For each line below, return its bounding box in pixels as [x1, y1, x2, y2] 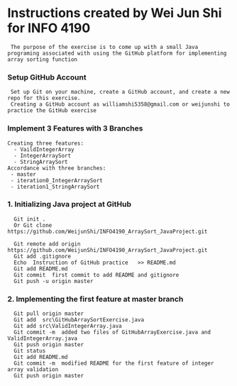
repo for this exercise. [7, 94, 81, 102]
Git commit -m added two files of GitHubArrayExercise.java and [13, 329, 211, 336]
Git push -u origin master [13, 277, 94, 285]
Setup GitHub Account [7, 72, 87, 82]
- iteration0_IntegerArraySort [10, 177, 103, 184]
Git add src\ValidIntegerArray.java [13, 323, 122, 330]
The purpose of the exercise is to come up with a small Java [10, 43, 199, 50]
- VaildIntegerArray [13, 145, 75, 153]
